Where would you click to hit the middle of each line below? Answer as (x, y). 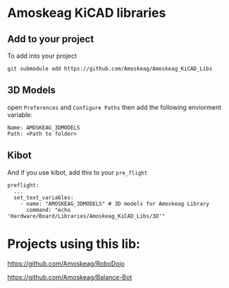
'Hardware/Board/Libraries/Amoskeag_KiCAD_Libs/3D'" (86, 216)
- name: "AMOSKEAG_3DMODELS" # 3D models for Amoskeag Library (115, 204)
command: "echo (48, 210)
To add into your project (42, 56)
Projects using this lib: (74, 244)
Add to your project (51, 39)
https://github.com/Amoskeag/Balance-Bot (70, 277)
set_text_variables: (44, 198)
